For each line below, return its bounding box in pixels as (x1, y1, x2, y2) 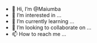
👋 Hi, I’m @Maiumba (11, 6, 61, 12)
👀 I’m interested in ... (11, 12, 62, 19)
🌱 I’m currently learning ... (11, 18, 75, 24)
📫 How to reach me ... (11, 31, 66, 37)
